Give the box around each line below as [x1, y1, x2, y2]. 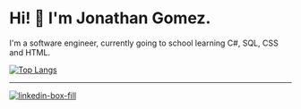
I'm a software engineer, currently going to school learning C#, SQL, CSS [9, 38, 279, 48]
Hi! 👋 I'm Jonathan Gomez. [9, 8, 211, 29]
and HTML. [9, 46, 51, 57]
